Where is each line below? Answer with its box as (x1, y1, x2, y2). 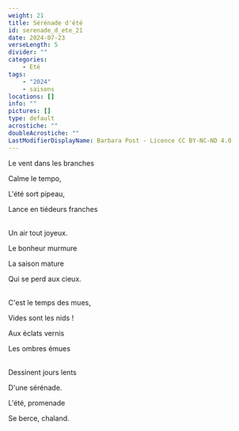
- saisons (22, 85, 55, 93)
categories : (8, 56, 47, 64)
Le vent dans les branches (8, 158, 95, 168)
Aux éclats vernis (8, 328, 65, 338)
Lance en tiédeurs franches (8, 204, 98, 214)
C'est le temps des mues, (8, 297, 91, 307)
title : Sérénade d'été (8, 19, 83, 27)
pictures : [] (8, 108, 51, 115)
